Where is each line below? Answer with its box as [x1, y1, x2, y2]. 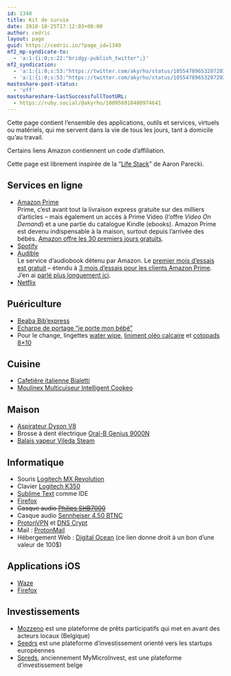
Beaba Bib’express [16, 316, 70, 325]
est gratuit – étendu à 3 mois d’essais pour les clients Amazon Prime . [16, 263, 212, 272]
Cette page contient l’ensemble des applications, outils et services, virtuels [7, 118, 220, 127]
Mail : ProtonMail [16, 525, 65, 534]
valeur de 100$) [16, 541, 62, 549]
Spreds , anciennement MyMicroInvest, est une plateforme [16, 653, 182, 662]
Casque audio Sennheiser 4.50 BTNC [16, 511, 123, 519]
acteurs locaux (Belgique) [16, 631, 91, 640]
